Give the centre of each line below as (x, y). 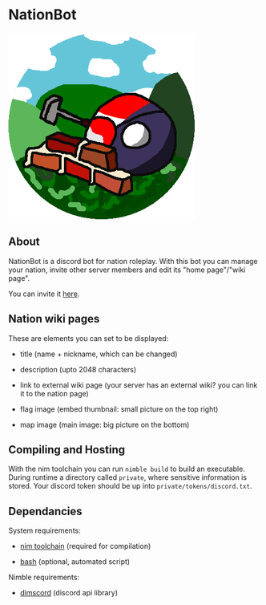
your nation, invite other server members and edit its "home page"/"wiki (127, 270)
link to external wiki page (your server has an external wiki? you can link (139, 385)
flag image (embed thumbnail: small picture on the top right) (119, 409)
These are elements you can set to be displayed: (89, 338)
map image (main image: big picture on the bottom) (105, 424)
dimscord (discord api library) (69, 593)
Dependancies (45, 511)
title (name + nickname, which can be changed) (99, 354)
